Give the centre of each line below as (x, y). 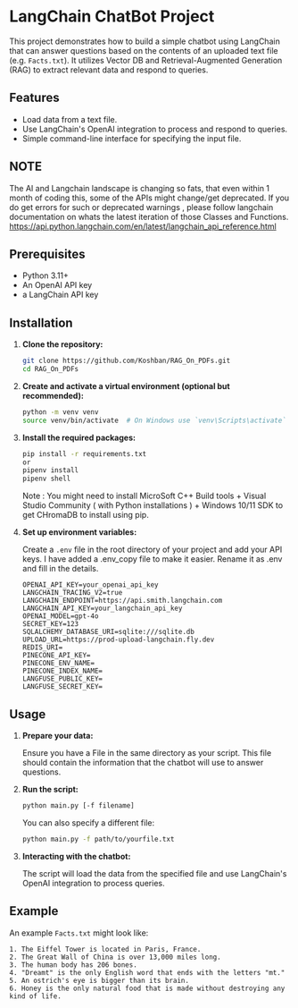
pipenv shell (46, 479)
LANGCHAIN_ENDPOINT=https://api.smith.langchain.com (122, 601)
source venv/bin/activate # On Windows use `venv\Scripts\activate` (154, 420)
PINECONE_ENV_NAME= (58, 664)
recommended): (53, 395)
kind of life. (36, 996)
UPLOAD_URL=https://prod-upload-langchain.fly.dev (118, 640)
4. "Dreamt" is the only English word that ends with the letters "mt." (147, 972)
